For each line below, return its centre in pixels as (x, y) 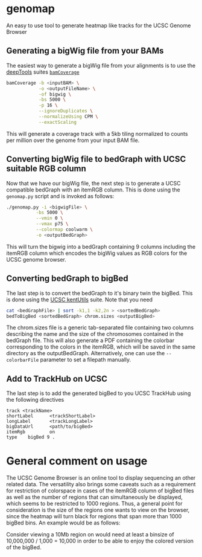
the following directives (35, 400)
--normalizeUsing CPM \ (68, 117)
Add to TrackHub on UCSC (57, 378)
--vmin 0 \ (49, 218)
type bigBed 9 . (31, 437)
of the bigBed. (24, 547)
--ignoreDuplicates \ (66, 111)
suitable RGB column (46, 169)
